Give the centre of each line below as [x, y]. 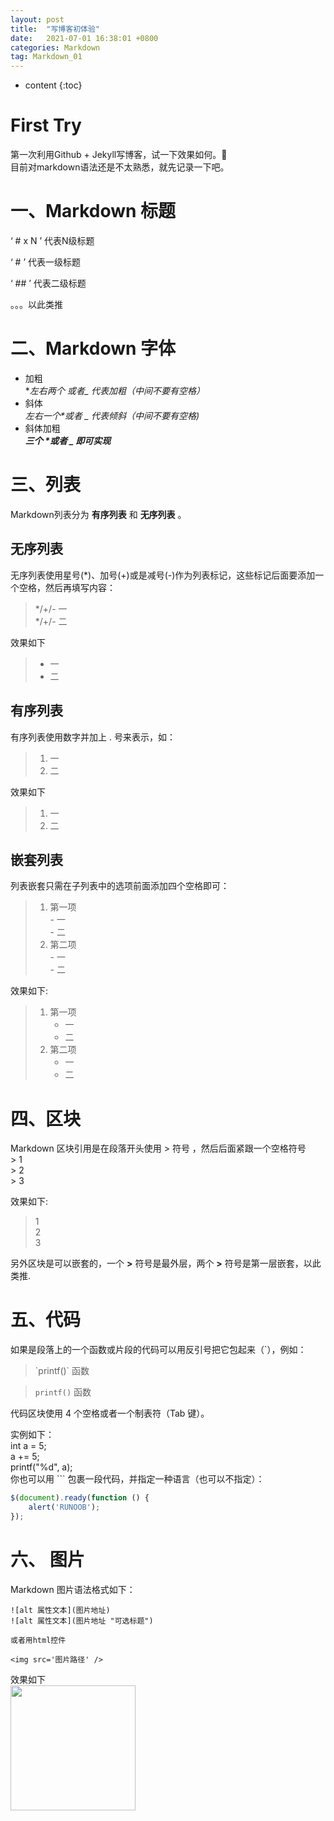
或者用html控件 [38, 1640]
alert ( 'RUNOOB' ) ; [64, 1507]
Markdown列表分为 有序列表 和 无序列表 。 [98, 514]
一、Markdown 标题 [93, 211]
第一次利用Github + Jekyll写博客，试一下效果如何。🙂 [119, 155]
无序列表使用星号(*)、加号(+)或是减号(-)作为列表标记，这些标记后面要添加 [163, 575]
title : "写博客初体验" [55, 29]
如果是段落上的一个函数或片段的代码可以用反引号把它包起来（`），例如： [158, 1350]
